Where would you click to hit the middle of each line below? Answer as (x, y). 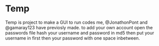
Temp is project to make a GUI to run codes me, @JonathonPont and (76, 22)
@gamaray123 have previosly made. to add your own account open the (79, 27)
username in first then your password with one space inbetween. (72, 38)
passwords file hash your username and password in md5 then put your (80, 33)
